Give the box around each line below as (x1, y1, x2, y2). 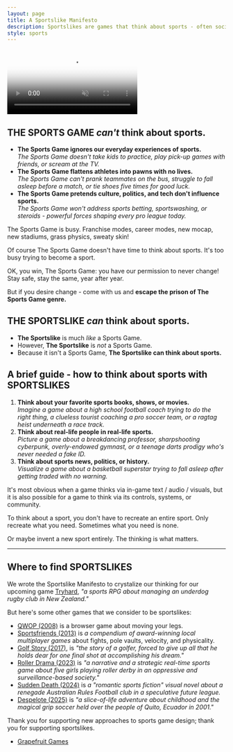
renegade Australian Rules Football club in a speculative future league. (17, 688, 221, 696)
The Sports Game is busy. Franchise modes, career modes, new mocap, (7, 225, 214, 234)
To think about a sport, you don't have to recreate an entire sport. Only (7, 513, 209, 522)
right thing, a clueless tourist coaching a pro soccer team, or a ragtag (17, 413, 217, 421)
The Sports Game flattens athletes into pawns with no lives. (17, 168, 193, 176)
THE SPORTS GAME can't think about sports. (7, 127, 206, 138)
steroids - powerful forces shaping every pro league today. (17, 211, 187, 220)
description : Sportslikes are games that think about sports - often (7, 23, 213, 30)
